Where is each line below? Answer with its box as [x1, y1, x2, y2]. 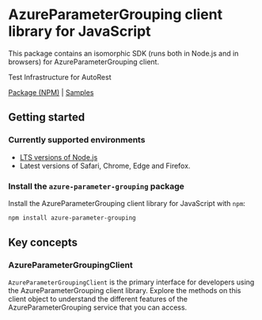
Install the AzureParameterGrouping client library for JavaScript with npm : [8, 198, 245, 208]
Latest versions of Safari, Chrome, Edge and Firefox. [19, 161, 191, 170]
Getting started [8, 111, 85, 124]
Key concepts [8, 236, 78, 250]
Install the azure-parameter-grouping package [8, 181, 184, 192]
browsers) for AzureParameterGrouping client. [8, 57, 160, 67]
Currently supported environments [8, 135, 146, 146]
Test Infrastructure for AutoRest [8, 72, 112, 82]
